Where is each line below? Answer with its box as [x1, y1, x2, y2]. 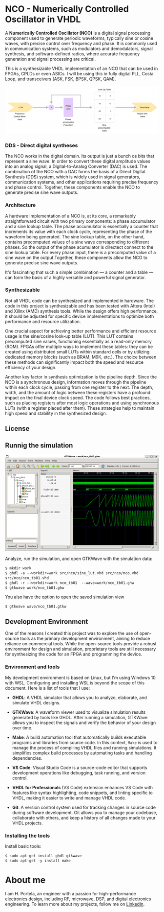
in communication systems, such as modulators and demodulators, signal [5, 46, 153, 51]
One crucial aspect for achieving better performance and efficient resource [5, 328, 156, 334]
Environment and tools [5, 663, 60, 670]
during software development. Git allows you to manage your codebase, [12, 809, 158, 816]
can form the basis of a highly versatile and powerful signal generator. [5, 274, 146, 280]
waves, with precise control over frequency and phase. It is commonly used [5, 40, 158, 46]
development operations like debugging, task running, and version [12, 770, 145, 775]
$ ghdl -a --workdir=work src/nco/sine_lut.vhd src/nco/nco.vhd [5, 571, 139, 576]
